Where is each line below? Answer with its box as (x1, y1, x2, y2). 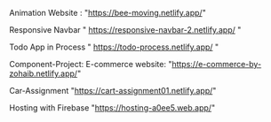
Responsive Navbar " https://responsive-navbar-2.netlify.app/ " (9, 25, 242, 34)
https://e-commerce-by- (171, 59, 262, 69)
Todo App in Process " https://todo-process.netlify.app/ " (9, 42, 219, 52)
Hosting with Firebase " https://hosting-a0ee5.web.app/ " (9, 103, 216, 113)
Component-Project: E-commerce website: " (9, 59, 172, 69)
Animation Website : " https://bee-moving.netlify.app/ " (9, 8, 206, 18)
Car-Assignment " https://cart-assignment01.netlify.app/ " (9, 86, 217, 95)
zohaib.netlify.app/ (9, 68, 78, 79)
